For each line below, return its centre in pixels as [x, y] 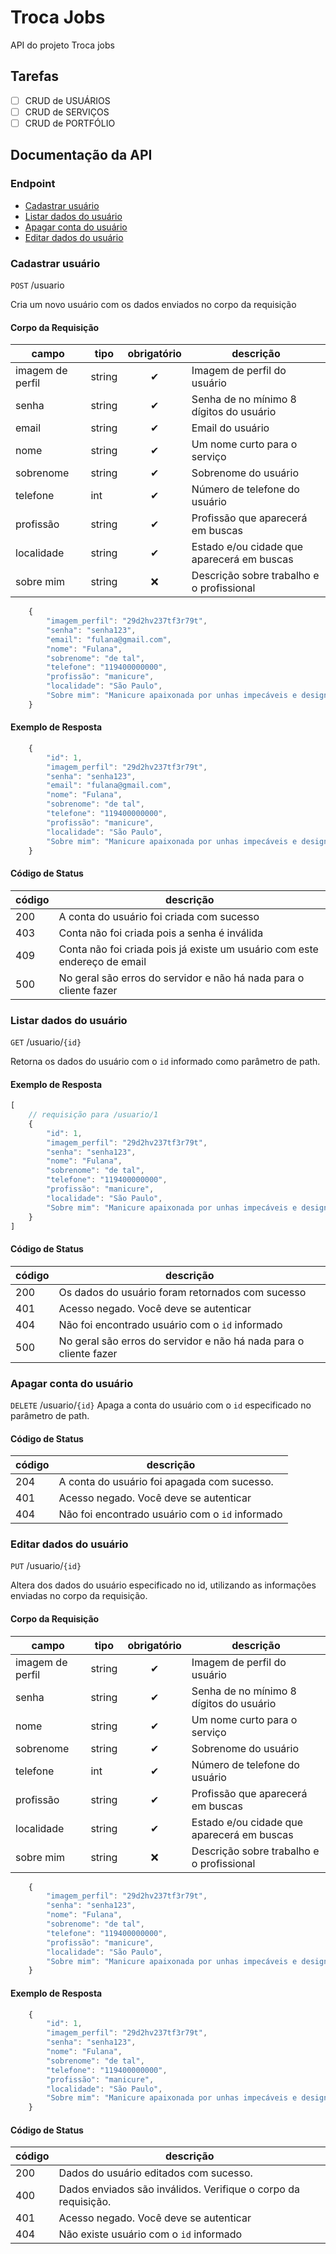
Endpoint [33, 184]
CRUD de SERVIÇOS [67, 112]
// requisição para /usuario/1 [93, 1115]
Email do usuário [230, 428]
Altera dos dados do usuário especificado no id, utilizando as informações [163, 1585]
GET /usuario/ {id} [46, 1042]
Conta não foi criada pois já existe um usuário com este [188, 949]
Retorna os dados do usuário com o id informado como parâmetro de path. [165, 1061]
